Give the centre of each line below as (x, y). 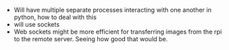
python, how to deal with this (55, 17)
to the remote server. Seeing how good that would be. (91, 39)
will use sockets (37, 24)
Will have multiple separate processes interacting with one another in (112, 10)
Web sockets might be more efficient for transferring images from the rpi (118, 32)
